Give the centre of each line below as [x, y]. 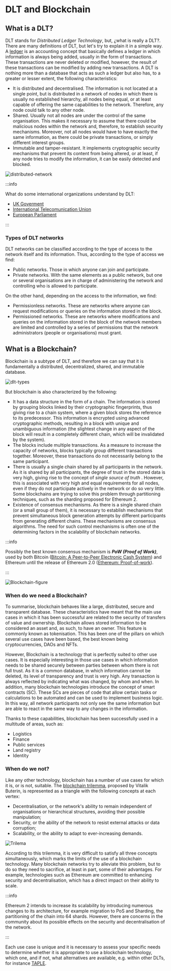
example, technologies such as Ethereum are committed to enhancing [78, 875]
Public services [29, 745]
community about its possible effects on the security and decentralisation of [85, 921]
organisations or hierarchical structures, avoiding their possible [79, 811]
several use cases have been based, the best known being [67, 639]
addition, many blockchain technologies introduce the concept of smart [80, 687]
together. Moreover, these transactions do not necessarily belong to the [88, 456]
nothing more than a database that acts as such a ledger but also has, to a [83, 73]
